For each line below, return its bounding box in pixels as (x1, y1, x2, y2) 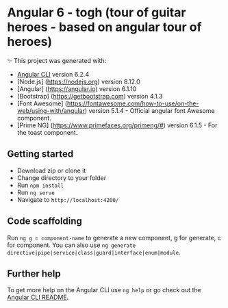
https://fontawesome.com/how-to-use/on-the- (67, 99, 199, 107)
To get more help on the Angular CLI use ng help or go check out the (7, 286, 201, 294)
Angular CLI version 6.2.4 (16, 70, 90, 78)
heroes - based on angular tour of (7, 19, 202, 35)
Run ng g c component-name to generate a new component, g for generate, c (7, 233, 221, 242)
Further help (7, 268, 62, 279)
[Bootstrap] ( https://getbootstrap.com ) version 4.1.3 (16, 92, 163, 100)
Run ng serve (16, 188, 55, 196)
